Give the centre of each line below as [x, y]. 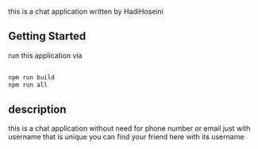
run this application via [45, 55]
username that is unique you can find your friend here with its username [126, 137]
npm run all [28, 85]
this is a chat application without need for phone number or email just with [129, 128]
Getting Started [47, 36]
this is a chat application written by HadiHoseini [86, 11]
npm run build [32, 77]
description [37, 109]
